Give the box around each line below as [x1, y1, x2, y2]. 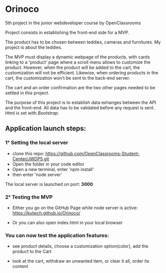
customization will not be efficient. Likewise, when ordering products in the [5, 69, 159, 75]
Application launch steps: [5, 124, 86, 133]
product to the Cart [12, 249, 52, 255]
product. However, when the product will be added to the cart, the [5, 64, 140, 70]
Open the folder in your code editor [12, 161, 85, 167]
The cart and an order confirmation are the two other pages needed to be [5, 84, 155, 90]
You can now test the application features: [5, 232, 109, 239]
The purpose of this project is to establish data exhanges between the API [5, 99, 157, 105]
